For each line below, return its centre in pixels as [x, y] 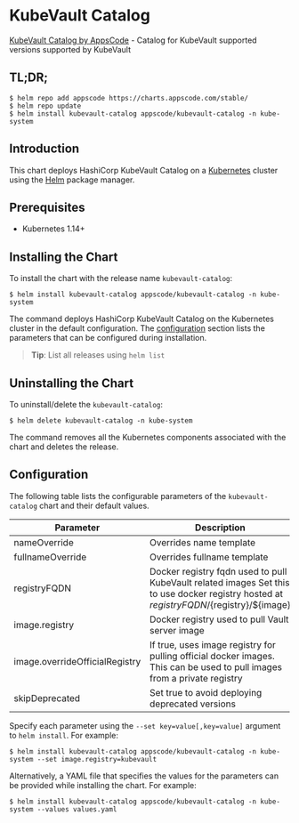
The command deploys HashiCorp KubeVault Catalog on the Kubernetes [141, 319]
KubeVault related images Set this [220, 582]
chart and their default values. [94, 505]
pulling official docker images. [212, 656]
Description [220, 528]
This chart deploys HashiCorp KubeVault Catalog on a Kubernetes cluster [144, 170]
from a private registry [196, 678]
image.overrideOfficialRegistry [77, 661]
